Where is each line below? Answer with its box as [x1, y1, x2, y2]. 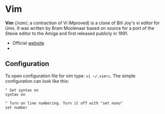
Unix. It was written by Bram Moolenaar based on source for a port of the [5, 25, 155, 31]
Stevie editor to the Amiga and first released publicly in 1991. [5, 30, 129, 36]
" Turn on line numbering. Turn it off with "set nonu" [5, 101, 123, 106]
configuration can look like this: [5, 78, 69, 84]
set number [5, 105, 28, 110]
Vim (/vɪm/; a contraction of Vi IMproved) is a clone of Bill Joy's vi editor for [5, 20, 160, 26]
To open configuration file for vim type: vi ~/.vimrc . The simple [5, 73, 136, 79]
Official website [12, 40, 45, 46]
